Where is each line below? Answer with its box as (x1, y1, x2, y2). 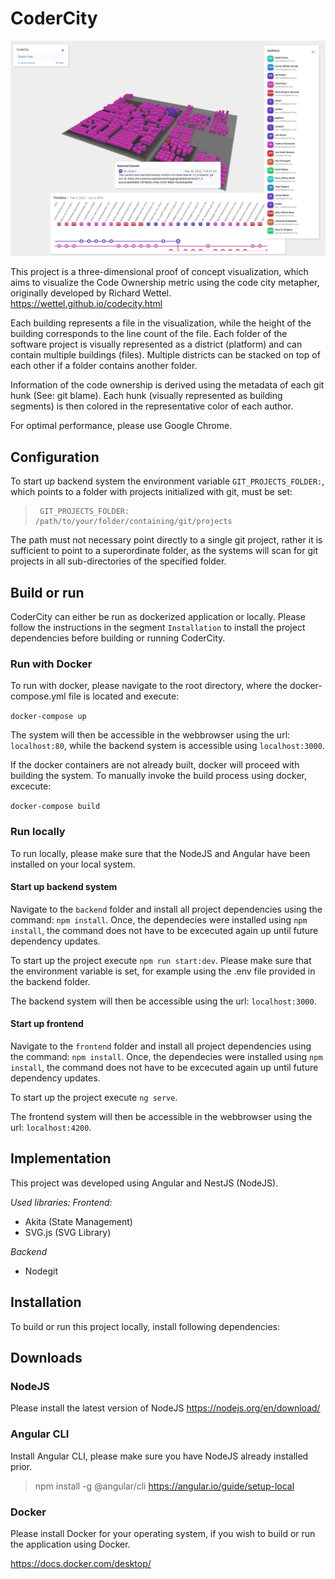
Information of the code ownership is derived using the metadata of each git (10, 379, 325, 391)
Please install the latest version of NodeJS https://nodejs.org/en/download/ (10, 1402, 321, 1414)
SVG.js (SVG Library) (24, 1226, 112, 1238)
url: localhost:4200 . (10, 1122, 92, 1134)
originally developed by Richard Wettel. (10, 287, 172, 299)
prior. (10, 1460, 33, 1472)
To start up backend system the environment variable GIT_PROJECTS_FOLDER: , (10, 475, 325, 487)
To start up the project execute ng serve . (10, 1092, 178, 1104)
